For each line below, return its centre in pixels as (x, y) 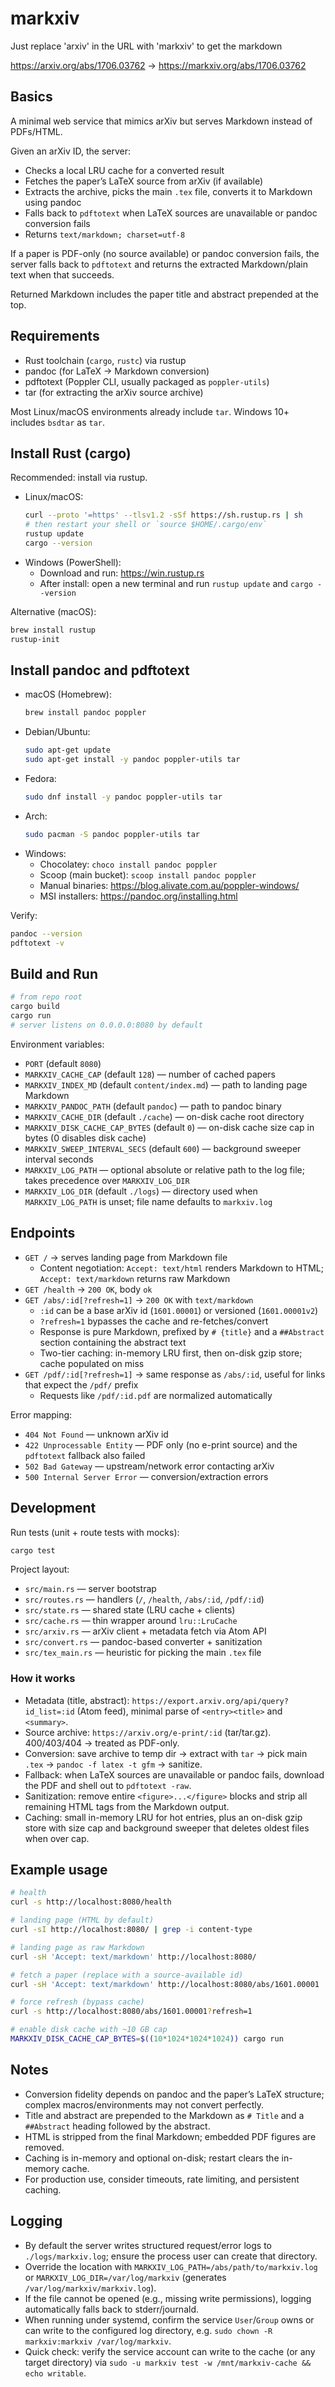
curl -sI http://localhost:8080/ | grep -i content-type (131, 1930)
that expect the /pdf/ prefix (81, 1384)
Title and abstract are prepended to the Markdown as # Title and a (164, 2115)
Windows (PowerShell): (73, 562)
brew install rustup (53, 630)
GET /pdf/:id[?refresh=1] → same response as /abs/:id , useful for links (175, 1374)
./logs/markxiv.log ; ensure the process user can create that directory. (171, 2256)
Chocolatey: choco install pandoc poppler (128, 864)
